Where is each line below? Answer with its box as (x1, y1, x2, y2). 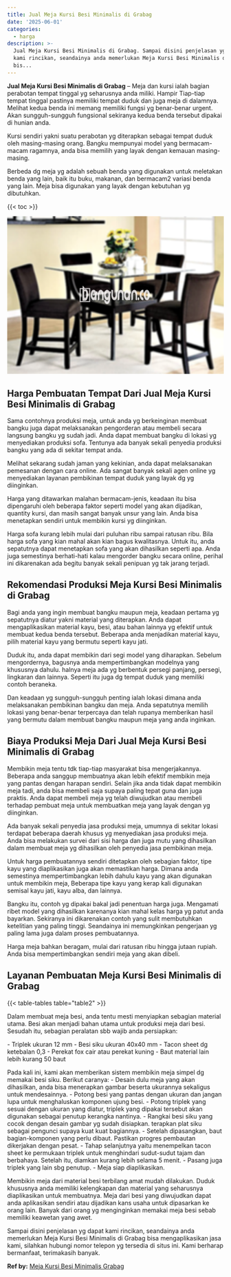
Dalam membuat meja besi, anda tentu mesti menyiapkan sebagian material (7, 1012, 221, 1020)
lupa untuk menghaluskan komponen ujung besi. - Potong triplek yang (7, 1097, 206, 1105)
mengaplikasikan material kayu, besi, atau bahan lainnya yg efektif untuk (7, 622, 213, 631)
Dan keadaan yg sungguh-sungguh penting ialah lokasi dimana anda (7, 693, 201, 702)
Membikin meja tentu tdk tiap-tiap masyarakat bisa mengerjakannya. (7, 764, 201, 773)
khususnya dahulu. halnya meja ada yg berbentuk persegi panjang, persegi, (7, 665, 222, 673)
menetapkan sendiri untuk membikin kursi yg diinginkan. (7, 517, 167, 525)
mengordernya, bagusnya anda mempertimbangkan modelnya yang (7, 658, 199, 666)
